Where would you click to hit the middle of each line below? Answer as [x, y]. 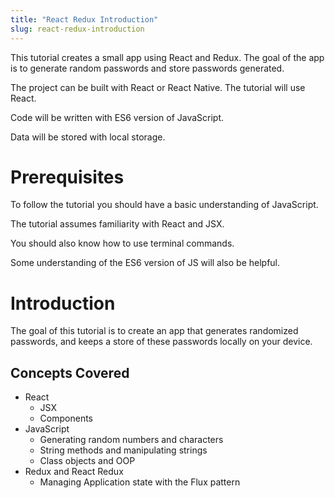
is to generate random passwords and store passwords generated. [147, 68]
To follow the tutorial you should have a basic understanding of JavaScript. [164, 205]
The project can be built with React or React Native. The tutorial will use [158, 87]
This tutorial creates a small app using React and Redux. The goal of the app [167, 57]
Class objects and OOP [87, 461]
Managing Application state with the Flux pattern [140, 482]
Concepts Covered [70, 372]
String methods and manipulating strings [123, 450]
